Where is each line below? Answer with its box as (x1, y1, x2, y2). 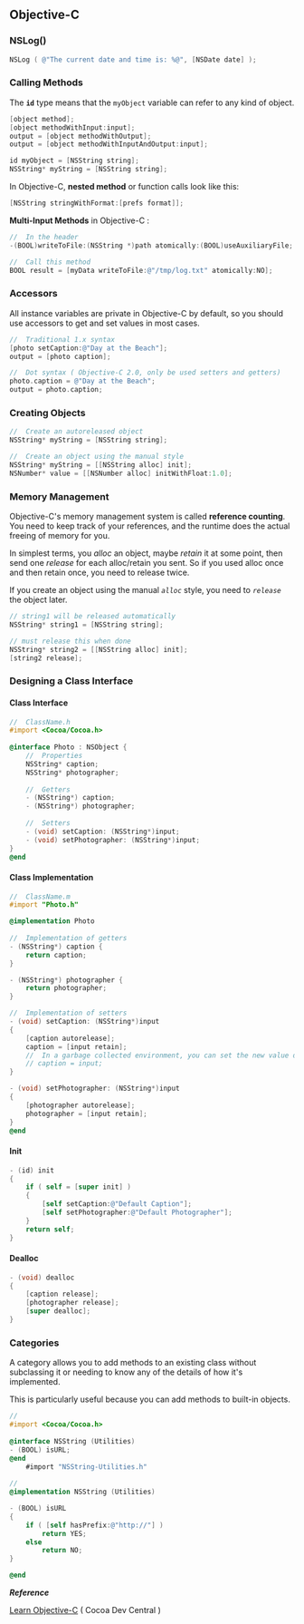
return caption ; (25, 950, 88, 959)
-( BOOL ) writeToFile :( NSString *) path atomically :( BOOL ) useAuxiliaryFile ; (9, 240, 294, 250)
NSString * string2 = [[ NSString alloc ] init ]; (9, 645, 188, 654)
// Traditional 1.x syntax (9, 335, 116, 344)
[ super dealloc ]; (25, 1307, 91, 1316)
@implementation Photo (9, 917, 95, 926)
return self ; (25, 1224, 75, 1234)
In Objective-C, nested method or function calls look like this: (9, 181, 240, 192)
